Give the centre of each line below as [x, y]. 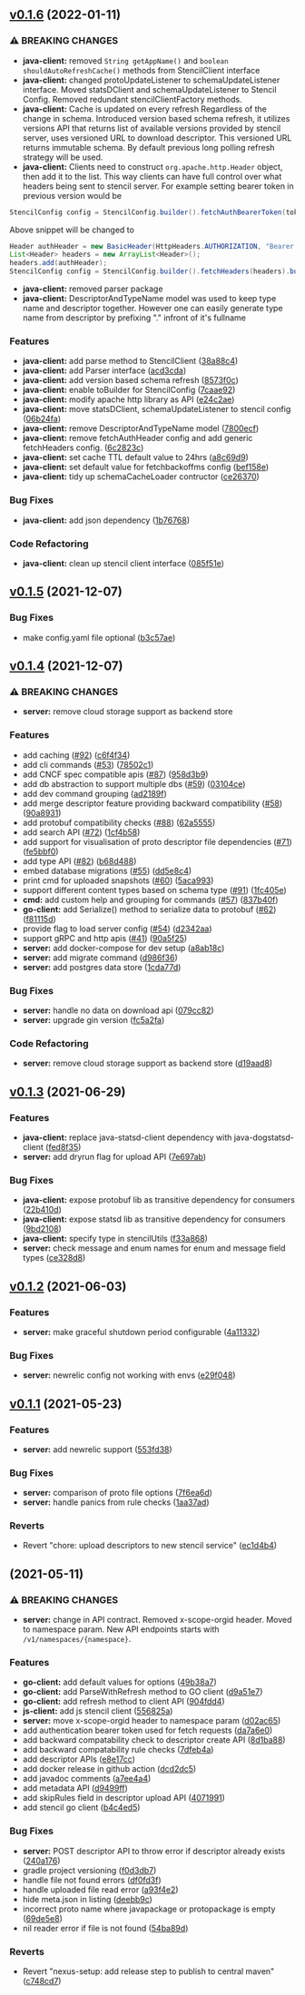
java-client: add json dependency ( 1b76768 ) [106, 520]
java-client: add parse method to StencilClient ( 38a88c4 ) [130, 361]
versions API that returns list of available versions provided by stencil [152, 128]
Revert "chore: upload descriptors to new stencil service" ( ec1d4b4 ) [150, 1546]
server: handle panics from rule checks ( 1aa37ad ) [116, 1502]
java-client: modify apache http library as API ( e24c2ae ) [128, 399]
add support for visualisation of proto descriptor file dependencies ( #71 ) [157, 841]
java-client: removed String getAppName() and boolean [125, 60]
